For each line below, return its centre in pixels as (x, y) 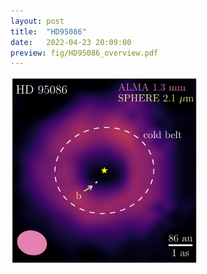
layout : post (37, 21)
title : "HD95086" (48, 31)
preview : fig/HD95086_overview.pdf (84, 53)
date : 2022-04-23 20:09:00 (71, 42)
